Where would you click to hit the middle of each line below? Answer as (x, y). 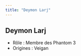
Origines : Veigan (31, 48)
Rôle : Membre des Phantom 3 (44, 43)
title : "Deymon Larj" (28, 10)
